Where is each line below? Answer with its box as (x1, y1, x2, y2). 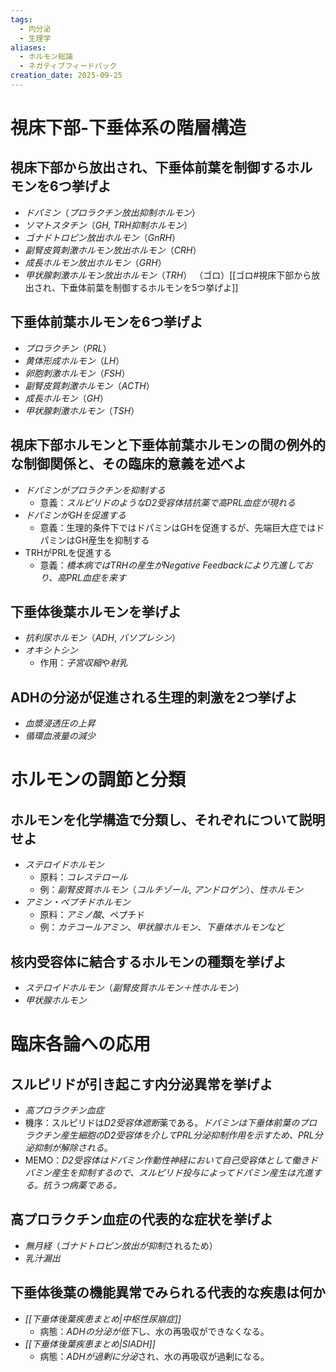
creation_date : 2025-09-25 (10, 71, 123, 81)
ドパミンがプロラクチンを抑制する (24, 484, 166, 496)
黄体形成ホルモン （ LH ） (24, 354, 125, 366)
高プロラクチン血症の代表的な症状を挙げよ (10, 1211, 273, 1228)
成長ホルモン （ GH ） (24, 392, 109, 404)
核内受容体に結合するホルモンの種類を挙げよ (10, 953, 287, 970)
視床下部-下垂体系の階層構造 (10, 117, 247, 140)
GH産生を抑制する (74, 534, 150, 546)
